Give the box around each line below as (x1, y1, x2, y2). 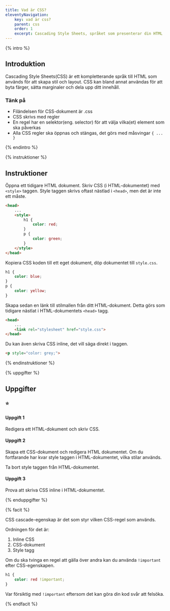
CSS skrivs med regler (12, 114, 60, 120)
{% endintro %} (5, 144, 38, 151)
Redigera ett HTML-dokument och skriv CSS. (5, 426, 100, 432)
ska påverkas (12, 125, 41, 131)
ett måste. (5, 193, 26, 199)
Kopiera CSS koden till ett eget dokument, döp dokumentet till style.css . (5, 259, 158, 266)
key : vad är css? (14, 17, 51, 22)
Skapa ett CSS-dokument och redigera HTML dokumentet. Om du (5, 449, 144, 455)
